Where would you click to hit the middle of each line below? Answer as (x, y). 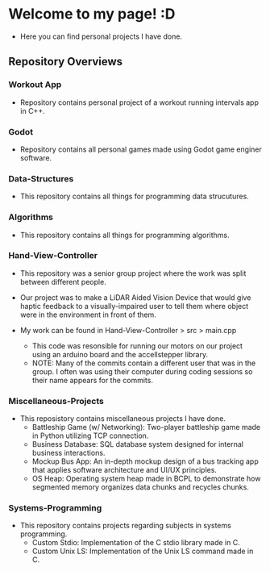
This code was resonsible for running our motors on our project (137, 346)
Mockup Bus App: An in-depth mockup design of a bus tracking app (145, 461)
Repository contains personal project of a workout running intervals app (139, 102)
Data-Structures (41, 178)
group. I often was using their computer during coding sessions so (142, 371)
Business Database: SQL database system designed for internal (138, 444)
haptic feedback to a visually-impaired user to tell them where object (134, 306)
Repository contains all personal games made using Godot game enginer (141, 149)
